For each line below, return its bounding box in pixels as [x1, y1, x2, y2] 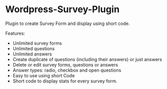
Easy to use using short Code [12, 72, 75, 78]
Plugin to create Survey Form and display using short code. [5, 20, 130, 26]
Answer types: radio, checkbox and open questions [12, 67, 122, 73]
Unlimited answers [12, 51, 52, 57]
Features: [5, 30, 26, 36]
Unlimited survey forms [12, 40, 62, 46]
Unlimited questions [12, 45, 55, 51]
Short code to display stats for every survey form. [12, 78, 117, 84]
